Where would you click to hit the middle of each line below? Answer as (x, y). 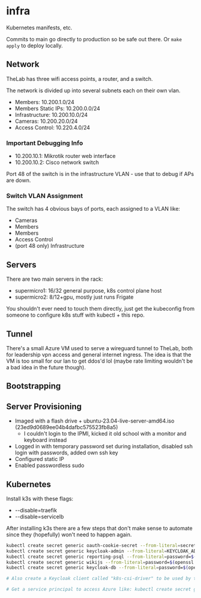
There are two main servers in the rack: (55, 279)
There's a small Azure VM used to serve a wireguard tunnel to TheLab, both (100, 348)
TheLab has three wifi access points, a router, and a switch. (80, 78)
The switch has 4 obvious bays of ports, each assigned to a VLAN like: (93, 209)
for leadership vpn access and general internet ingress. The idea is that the (99, 354)
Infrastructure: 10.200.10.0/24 (51, 114)
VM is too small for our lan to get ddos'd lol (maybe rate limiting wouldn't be (100, 361)
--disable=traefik (36, 510)
